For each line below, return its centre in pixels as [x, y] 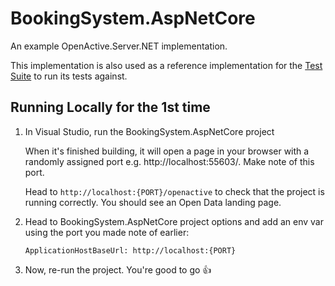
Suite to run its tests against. [69, 76]
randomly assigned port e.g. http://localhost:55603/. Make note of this [169, 161]
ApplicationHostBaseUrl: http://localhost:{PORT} [130, 250]
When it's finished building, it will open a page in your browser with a [167, 151]
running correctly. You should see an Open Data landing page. [153, 202]
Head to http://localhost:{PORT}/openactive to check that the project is [174, 191]
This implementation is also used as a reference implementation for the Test [166, 65]
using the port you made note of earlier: [107, 232]
